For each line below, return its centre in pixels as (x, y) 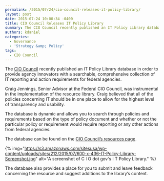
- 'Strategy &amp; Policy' (37, 46)
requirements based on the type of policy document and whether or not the (81, 119)
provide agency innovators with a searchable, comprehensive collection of (80, 74)
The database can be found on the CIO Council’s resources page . (71, 139)
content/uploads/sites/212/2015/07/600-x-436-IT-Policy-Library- (71, 154)
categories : (17, 37)
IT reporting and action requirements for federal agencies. (63, 79)
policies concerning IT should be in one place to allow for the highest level (80, 99)
